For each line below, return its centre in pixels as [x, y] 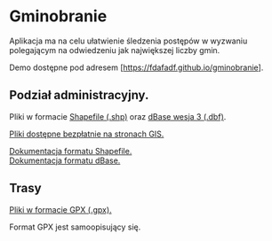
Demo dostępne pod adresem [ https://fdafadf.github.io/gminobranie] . [136, 67]
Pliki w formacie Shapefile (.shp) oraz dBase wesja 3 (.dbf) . [118, 116]
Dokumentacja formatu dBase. [65, 160]
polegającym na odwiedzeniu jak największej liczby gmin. [115, 50]
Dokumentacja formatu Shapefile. [71, 151]
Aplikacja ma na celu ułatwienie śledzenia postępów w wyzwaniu [128, 41]
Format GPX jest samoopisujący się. [75, 227]
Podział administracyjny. [79, 95]
